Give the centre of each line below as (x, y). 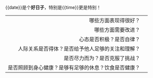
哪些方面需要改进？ (117, 30)
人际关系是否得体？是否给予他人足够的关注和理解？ (79, 49)
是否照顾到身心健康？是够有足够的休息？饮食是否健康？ (74, 68)
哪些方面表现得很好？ (115, 20)
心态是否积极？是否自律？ (110, 39)
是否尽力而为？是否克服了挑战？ (102, 58)
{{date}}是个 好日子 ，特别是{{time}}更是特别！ (53, 7)
